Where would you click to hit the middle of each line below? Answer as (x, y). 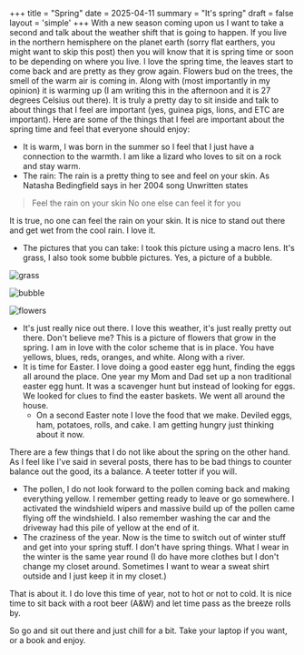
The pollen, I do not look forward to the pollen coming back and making (156, 489)
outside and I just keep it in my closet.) (94, 576)
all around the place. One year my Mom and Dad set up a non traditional (157, 376)
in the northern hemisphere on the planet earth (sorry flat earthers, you (142, 42)
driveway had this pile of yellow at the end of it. (111, 528)
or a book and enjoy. (48, 640)
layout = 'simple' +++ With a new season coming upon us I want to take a (147, 23)
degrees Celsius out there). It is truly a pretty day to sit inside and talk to (144, 100)
